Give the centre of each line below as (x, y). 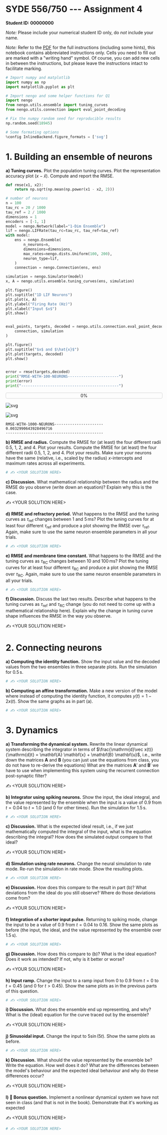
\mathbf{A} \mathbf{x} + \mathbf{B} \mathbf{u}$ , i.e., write (100, 754)
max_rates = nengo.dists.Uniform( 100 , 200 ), (68, 254)
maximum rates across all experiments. (46, 463)
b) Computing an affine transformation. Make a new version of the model (82, 691)
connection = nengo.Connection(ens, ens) (58, 268)
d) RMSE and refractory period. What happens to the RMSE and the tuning (82, 514)
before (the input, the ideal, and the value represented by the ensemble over (83, 930)
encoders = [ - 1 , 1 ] (26, 221)
